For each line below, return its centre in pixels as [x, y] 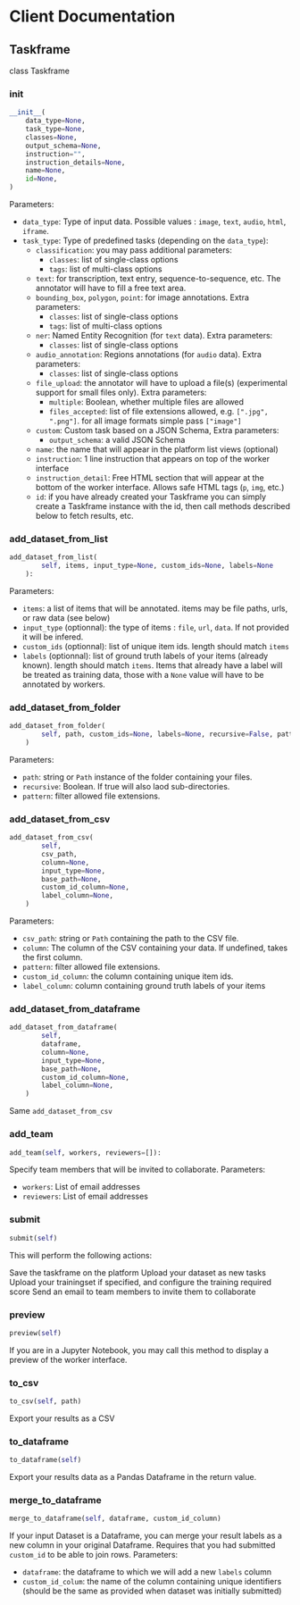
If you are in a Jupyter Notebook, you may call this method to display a [139, 1350]
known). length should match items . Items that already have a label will [152, 665]
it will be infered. [53, 637]
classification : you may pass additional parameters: [133, 250]
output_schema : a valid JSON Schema [117, 440]
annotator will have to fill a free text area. [111, 288]
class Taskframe [39, 71]
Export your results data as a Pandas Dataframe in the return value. [133, 1477]
